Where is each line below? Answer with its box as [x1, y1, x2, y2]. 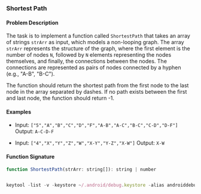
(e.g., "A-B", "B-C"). [6, 70, 55, 78]
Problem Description [6, 19, 59, 26]
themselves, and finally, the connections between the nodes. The [6, 58, 167, 65]
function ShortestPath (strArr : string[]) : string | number [6, 166, 157, 173]
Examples [6, 108, 32, 115]
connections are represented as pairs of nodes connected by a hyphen [6, 64, 181, 71]
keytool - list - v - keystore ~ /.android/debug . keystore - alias [6, 182, 165, 189]
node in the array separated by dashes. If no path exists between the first [6, 88, 187, 96]
